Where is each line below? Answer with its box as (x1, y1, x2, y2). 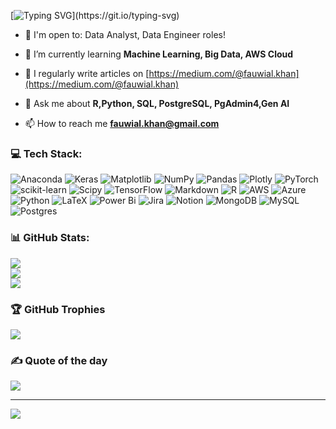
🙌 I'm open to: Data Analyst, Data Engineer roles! (24, 29, 226, 40)
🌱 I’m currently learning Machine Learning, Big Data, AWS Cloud (24, 48, 294, 60)
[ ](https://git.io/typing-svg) (10, 10, 180, 21)
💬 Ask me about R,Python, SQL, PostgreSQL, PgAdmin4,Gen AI (24, 98, 290, 109)
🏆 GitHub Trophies (10, 302, 106, 316)
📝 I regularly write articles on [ (24, 68, 150, 79)
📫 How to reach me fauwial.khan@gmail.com (24, 118, 220, 129)
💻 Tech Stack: (10, 146, 83, 160)
